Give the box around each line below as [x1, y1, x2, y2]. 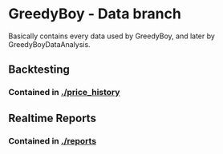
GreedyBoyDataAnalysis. [8, 39, 91, 49]
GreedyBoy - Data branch [8, 5, 182, 23]
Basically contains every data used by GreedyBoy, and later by [8, 31, 215, 41]
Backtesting [8, 63, 71, 77]
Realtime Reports [8, 111, 96, 124]
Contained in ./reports [8, 135, 97, 146]
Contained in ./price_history [8, 87, 120, 98]
